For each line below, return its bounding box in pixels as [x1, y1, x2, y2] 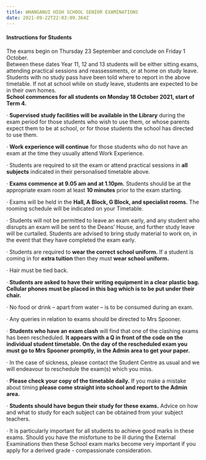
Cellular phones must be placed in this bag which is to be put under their [6, 285, 195, 292]
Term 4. [6, 99, 27, 107]
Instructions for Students [6, 34, 72, 41]
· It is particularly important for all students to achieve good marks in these [6, 427, 194, 434]
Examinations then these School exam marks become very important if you [6, 440, 196, 447]
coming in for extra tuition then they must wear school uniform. [6, 254, 170, 262]
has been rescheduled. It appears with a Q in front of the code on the [6, 333, 183, 341]
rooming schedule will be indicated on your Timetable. [6, 205, 144, 212]
